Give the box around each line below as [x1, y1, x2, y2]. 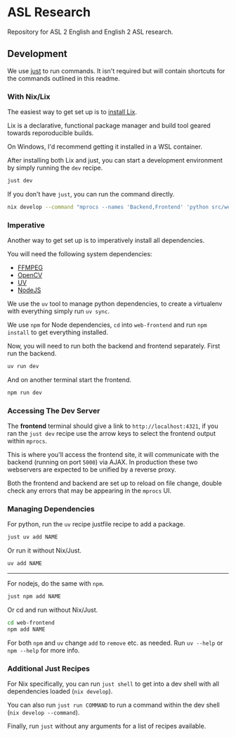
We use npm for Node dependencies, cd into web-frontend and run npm [7, 321, 207, 329]
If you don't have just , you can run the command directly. [7, 189, 175, 198]
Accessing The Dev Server [7, 405, 100, 415]
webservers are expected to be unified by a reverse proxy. [7, 465, 177, 474]
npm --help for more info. [7, 645, 80, 655]
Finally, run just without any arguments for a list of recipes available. [7, 722, 206, 731]
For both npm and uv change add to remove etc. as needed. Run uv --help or [7, 638, 223, 647]
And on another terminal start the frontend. [7, 375, 132, 384]
